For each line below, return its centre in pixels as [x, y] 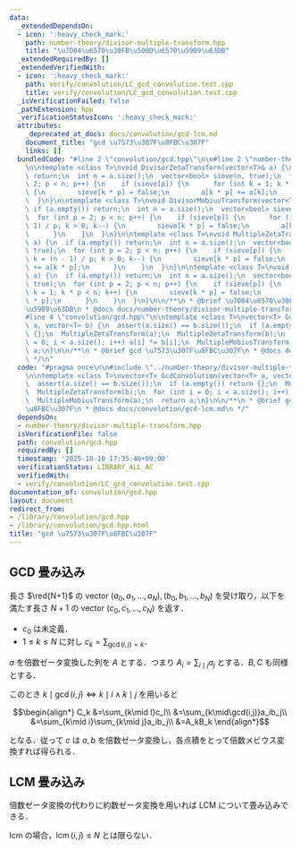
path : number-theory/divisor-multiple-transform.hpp [125, 43]
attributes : [40, 126]
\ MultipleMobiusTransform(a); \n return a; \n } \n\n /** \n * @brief [153, 401]
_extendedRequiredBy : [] [63, 59]
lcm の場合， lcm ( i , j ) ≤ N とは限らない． [83, 836]
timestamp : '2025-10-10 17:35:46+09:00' [93, 459]
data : [19, 17]
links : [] [44, 150]
